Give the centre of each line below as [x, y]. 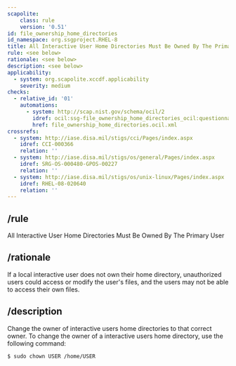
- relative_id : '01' [44, 99]
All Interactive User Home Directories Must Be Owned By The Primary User [116, 235]
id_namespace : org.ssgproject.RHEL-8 [63, 40]
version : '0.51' [44, 27]
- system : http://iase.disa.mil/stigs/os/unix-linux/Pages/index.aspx [119, 177]
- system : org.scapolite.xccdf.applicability [81, 79]
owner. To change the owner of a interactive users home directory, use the [115, 336]
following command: [37, 343]
